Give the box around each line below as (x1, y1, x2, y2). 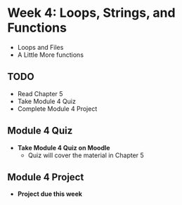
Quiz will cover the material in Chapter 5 (27, 151, 144, 159)
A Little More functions (17, 51, 84, 59)
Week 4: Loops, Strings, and (7, 5, 176, 21)
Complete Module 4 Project (17, 104, 98, 113)
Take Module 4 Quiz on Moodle (17, 143, 110, 152)
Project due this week (17, 190, 83, 198)
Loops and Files (17, 43, 64, 51)
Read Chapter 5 (17, 89, 63, 98)
